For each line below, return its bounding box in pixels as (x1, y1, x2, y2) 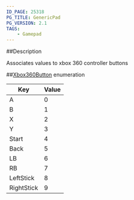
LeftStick (9, 174, 35, 183)
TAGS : (6, 25, 20, 32)
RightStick (9, 184, 38, 192)
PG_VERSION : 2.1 (6, 20, 47, 26)
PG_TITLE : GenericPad (6, 14, 61, 20)
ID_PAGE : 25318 (6, 8, 45, 15)
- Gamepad (17, 31, 42, 37)
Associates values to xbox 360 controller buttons (6, 60, 129, 67)
